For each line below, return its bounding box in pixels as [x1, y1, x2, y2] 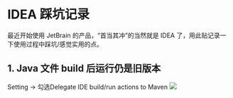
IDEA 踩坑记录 [7, 6, 90, 23]
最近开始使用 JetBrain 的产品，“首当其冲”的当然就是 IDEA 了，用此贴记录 [7, 31, 220, 39]
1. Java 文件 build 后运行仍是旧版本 [7, 63, 161, 75]
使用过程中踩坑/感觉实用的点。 [13, 39, 104, 48]
